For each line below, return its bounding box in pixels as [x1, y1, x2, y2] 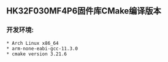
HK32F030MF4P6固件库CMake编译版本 [6, 6, 161, 17]
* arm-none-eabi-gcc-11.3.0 [6, 45, 78, 52]
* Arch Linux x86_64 [6, 40, 59, 46]
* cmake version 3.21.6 [6, 51, 67, 57]
